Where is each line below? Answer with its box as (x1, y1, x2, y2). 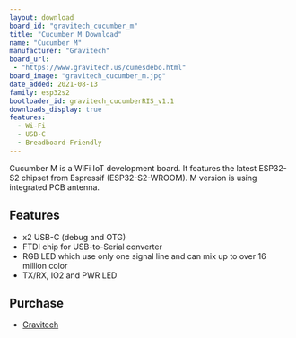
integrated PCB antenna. (9, 181, 100, 193)
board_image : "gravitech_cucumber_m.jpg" (9, 72, 167, 81)
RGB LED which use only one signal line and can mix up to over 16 (22, 250, 266, 261)
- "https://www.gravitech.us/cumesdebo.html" (13, 64, 187, 73)
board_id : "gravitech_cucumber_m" (9, 22, 139, 30)
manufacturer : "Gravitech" (9, 47, 110, 56)
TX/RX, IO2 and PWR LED (22, 270, 118, 281)
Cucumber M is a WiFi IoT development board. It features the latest (9, 162, 257, 173)
